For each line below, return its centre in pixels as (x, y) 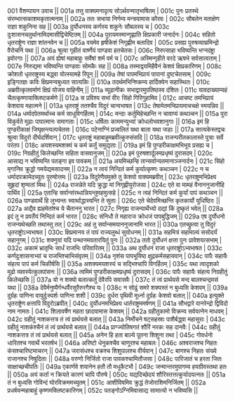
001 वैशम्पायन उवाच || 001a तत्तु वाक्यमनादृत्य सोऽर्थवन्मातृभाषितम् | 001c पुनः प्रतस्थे (103, 11)
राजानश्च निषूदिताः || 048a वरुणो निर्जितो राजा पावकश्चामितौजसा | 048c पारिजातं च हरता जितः (115, 359)
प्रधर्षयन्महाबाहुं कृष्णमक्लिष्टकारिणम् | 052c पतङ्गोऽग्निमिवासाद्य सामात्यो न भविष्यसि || (103, 390)
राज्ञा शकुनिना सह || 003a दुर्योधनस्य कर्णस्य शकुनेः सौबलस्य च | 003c (88, 27)
